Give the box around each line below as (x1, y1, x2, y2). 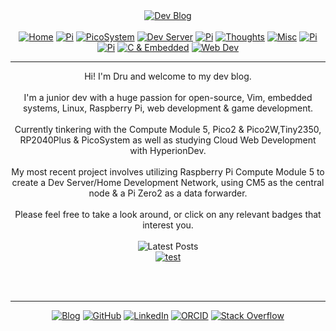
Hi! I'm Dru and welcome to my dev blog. (84, 70, 252, 82)
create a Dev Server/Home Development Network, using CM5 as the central (11, 177, 325, 188)
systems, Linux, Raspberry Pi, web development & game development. (22, 102, 314, 114)
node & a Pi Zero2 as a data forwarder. (88, 187, 248, 199)
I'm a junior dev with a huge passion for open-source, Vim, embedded (23, 92, 313, 103)
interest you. (142, 219, 194, 231)
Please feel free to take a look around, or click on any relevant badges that (14, 209, 322, 220)
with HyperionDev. (129, 145, 207, 156)
